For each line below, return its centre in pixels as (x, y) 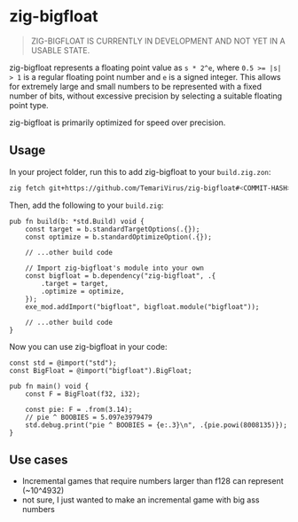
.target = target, (75, 283)
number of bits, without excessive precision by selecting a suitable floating (145, 96)
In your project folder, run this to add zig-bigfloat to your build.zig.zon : (140, 171)
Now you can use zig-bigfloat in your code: (88, 346)
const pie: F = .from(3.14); (79, 409)
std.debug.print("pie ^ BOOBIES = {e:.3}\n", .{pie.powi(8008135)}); (157, 425)
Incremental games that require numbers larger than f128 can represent (153, 481)
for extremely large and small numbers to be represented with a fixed (136, 86)
